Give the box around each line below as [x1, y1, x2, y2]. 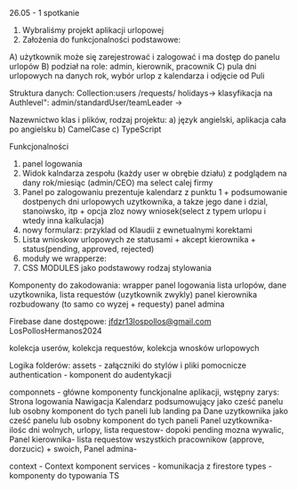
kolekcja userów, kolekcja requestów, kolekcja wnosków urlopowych [9, 343, 260, 353]
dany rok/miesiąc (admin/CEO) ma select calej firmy [21, 177, 213, 188]
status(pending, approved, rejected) [21, 244, 155, 254]
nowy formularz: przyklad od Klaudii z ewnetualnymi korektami [21, 225, 253, 235]
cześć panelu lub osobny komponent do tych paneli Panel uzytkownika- [9, 415, 273, 426]
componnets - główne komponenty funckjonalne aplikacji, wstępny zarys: [9, 387, 280, 397]
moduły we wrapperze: [21, 253, 107, 264]
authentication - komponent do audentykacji [9, 370, 172, 380]
